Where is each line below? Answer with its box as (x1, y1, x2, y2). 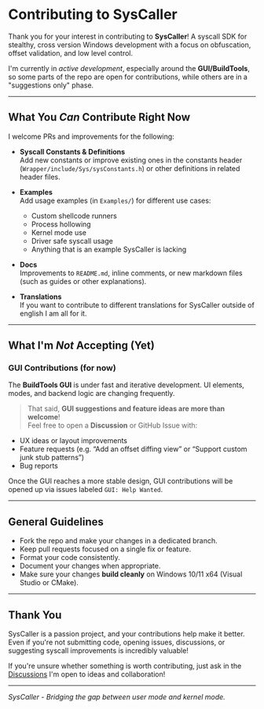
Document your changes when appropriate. (19, 562, 161, 571)
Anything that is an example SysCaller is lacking (31, 244, 187, 254)
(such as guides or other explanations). (19, 276, 147, 285)
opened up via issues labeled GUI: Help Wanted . (8, 485, 163, 494)
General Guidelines (8, 515, 104, 528)
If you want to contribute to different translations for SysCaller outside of (19, 300, 255, 309)
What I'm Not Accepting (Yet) (8, 339, 155, 353)
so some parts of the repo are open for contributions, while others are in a (8, 72, 247, 81)
